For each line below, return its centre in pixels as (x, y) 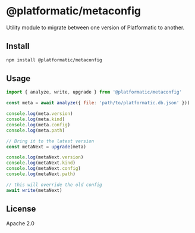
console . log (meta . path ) (36, 130)
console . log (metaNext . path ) (41, 174)
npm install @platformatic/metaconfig (54, 60)
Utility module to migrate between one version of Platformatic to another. (95, 27)
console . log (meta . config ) (38, 125)
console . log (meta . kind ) (36, 119)
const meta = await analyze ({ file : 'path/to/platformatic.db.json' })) (98, 103)
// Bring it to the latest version (50, 141)
